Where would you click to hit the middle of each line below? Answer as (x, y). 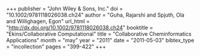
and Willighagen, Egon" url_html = (48, 21)
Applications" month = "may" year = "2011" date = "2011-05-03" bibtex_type (100, 40)
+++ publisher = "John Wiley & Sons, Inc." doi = (65, 9)
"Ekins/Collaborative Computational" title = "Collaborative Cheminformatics (99, 34)
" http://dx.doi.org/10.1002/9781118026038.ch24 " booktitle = (80, 27)
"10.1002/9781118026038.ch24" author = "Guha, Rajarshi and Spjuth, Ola (96, 15)
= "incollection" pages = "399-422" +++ (56, 46)
